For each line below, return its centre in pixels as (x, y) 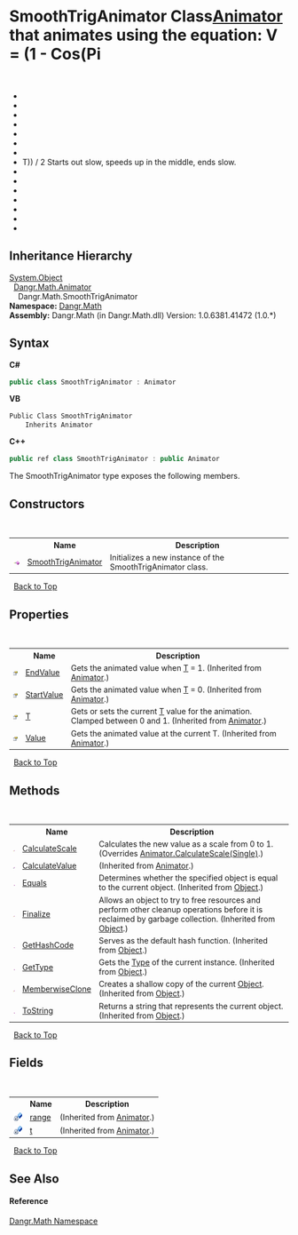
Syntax (29, 343)
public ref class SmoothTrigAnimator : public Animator (114, 459)
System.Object (36, 277)
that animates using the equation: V (143, 35)
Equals (34, 882)
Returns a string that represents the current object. (191, 1006)
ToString (38, 1011)
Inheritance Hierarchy (71, 256)
